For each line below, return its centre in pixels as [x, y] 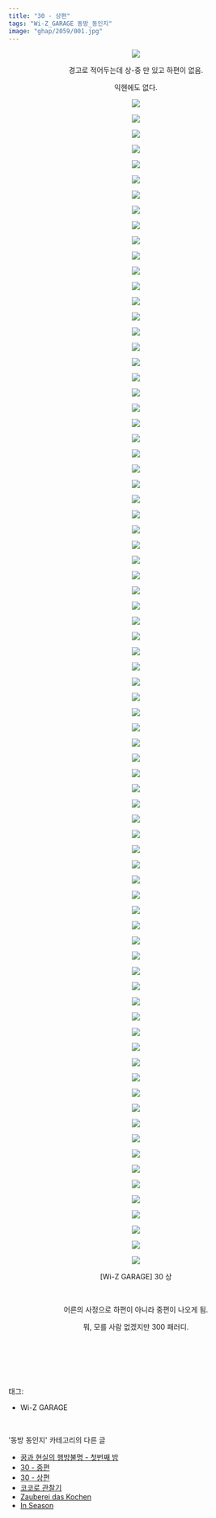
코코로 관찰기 [41, 1488]
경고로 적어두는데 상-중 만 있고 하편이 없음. [136, 71]
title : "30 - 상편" [40, 16]
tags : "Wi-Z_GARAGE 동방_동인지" [61, 24]
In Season [37, 1506]
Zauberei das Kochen [55, 1497]
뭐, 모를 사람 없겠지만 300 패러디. [136, 1327]
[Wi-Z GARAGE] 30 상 [136, 1277]
